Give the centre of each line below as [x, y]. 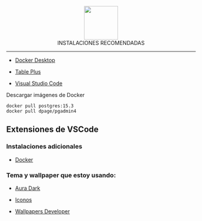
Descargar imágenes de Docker [46, 95]
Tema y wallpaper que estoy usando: [61, 175]
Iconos [23, 199]
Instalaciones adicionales [44, 147]
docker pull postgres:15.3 [40, 106]
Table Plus [28, 72]
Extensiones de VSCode [53, 130]
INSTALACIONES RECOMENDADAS [101, 43]
